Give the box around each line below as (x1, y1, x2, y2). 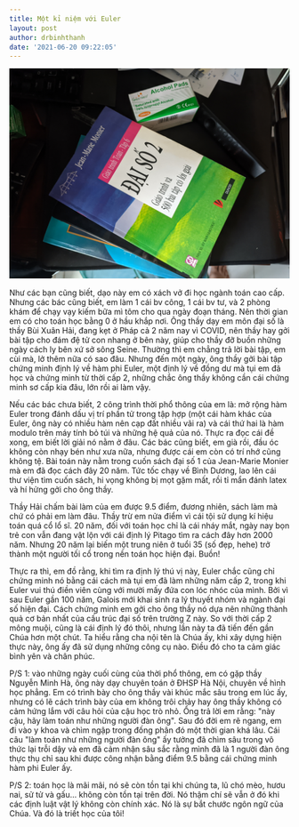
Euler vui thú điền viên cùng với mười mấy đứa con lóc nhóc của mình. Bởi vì (9, 585, 289, 596)
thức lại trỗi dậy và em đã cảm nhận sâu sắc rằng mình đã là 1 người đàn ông (9, 743, 290, 755)
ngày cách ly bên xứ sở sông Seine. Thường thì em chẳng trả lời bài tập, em (9, 344, 287, 355)
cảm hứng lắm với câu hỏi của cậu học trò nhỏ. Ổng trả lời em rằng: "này (9, 706, 276, 717)
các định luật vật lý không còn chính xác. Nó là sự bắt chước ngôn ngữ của (9, 799, 284, 809)
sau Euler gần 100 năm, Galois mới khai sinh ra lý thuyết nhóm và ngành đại (9, 594, 286, 605)
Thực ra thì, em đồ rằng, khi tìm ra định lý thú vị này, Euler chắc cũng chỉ (9, 566, 275, 577)
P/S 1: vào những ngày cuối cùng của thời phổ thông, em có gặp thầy (9, 668, 263, 679)
